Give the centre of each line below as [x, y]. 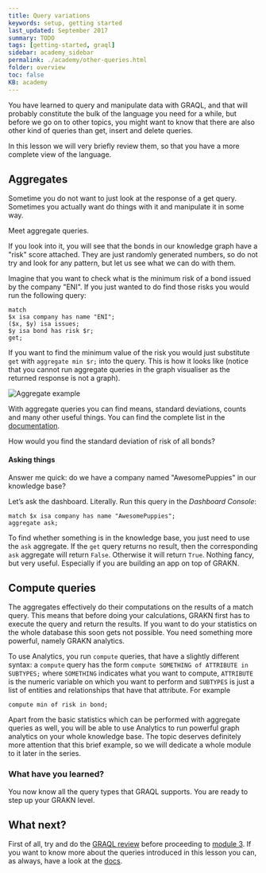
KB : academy [28, 82]
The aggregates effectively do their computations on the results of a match [131, 607]
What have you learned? [56, 774]
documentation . [34, 426]
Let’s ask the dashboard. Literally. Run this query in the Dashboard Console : [132, 501]
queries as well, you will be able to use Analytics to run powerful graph [124, 728]
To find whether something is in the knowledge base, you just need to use [129, 538]
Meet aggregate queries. [49, 231]
